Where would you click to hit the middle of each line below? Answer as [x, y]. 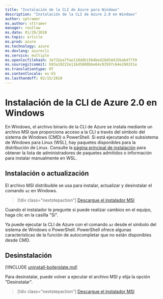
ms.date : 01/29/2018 [26, 32]
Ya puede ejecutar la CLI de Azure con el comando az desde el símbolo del [81, 224]
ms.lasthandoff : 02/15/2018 [34, 78]
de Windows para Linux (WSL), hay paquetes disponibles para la [70, 142]
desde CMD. [18, 240]
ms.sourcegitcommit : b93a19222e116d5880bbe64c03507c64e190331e [71, 64]
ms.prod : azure [21, 42]
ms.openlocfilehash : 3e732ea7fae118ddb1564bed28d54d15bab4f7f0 [71, 60]
